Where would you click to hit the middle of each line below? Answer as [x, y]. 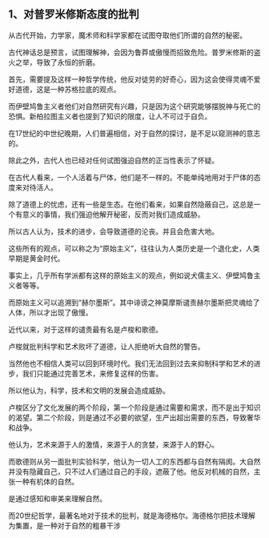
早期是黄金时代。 [36, 258]
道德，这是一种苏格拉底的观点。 [68, 89]
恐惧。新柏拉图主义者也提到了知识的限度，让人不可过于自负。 [110, 116]
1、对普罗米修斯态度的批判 [74, 14]
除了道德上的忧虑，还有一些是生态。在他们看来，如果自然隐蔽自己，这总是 [131, 204]
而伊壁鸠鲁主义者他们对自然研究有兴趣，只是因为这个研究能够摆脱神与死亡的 [134, 106]
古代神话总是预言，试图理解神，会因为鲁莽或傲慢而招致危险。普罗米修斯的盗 [134, 52]
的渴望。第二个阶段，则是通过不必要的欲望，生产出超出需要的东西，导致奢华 [134, 417]
